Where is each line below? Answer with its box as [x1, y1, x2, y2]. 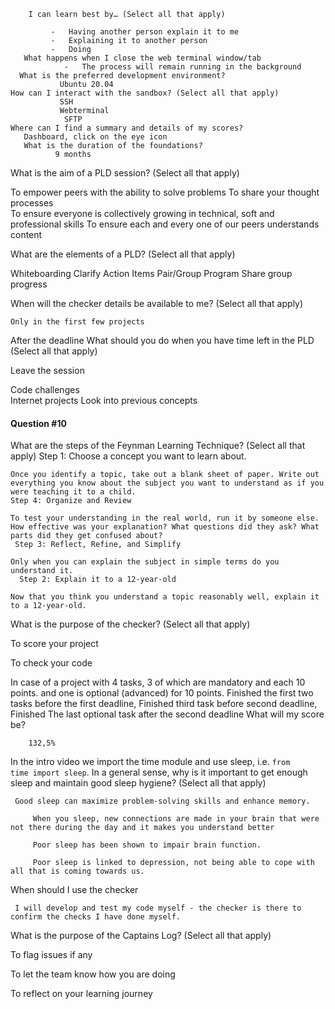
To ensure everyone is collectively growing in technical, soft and [10, 208, 275, 219]
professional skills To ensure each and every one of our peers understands [10, 218, 320, 230]
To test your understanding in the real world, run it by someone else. [10, 513, 320, 524]
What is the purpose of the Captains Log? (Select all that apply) [10, 930, 272, 942]
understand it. [10, 566, 74, 576]
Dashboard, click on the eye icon [23, 132, 168, 142]
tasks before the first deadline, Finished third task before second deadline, [10, 698, 318, 710]
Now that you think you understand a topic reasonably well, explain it [10, 592, 320, 602]
